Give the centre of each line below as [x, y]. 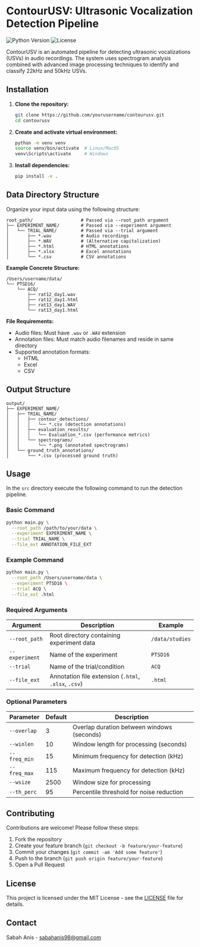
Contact [21, 923]
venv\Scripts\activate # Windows [62, 154]
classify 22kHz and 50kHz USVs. [47, 70]
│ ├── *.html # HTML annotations [68, 246]
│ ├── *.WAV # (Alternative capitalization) [84, 241]
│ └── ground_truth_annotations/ [50, 450]
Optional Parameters [37, 702]
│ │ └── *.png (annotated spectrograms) [68, 445]
